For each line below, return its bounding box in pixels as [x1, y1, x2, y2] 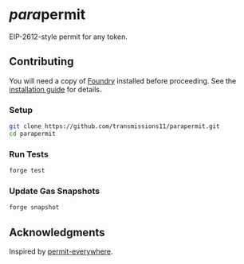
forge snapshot [9, 204, 60, 212]
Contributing [9, 55, 74, 68]
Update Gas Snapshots [9, 185, 100, 196]
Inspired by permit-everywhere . [9, 247, 113, 256]
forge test [9, 167, 45, 175]
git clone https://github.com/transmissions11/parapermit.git [9, 122, 220, 130]
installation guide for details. [9, 84, 102, 94]
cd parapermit [9, 130, 57, 138]
